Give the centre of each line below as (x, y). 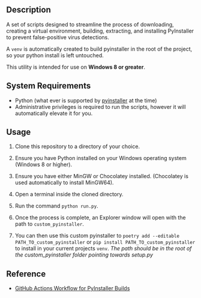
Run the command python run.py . (56, 206)
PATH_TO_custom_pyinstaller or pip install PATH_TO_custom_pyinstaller (105, 242)
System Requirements (49, 86)
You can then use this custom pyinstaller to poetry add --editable (97, 236)
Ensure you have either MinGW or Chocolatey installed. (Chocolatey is (102, 176)
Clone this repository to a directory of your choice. (77, 146)
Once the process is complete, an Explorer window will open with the (100, 218)
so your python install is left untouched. (55, 55)
